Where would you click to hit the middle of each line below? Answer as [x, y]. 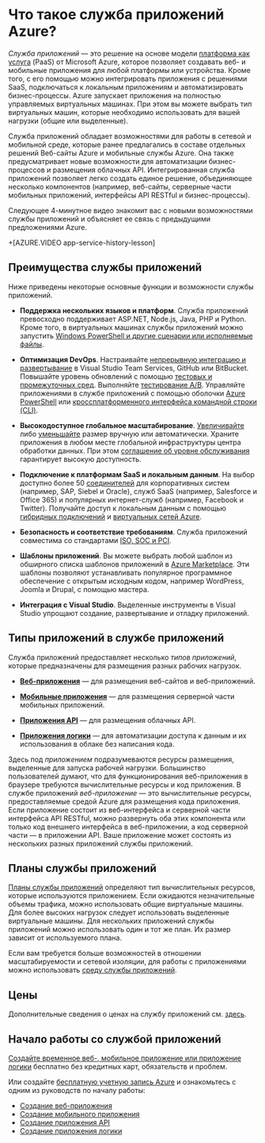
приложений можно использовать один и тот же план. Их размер [119, 930]
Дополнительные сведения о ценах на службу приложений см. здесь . [127, 1014]
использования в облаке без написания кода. [97, 744]
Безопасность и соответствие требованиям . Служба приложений [133, 532]
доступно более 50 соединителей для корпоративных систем [125, 483]
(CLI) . [28, 410]
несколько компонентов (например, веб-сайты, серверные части [120, 186]
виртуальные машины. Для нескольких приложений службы [112, 921]
